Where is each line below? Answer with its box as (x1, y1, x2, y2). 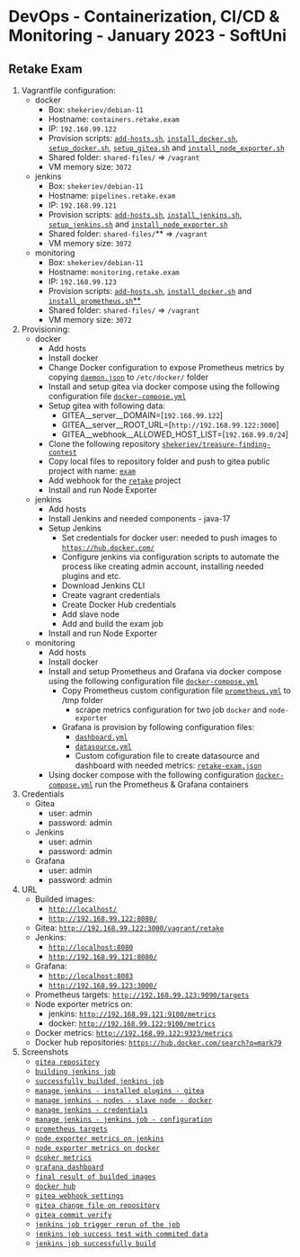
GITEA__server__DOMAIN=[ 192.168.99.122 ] (61, 410, 224, 420)
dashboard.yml (75, 733, 128, 742)
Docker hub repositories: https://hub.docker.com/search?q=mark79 (34, 1037, 282, 1047)
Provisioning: (21, 324, 70, 334)
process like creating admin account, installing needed (61, 561, 264, 572)
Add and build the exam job (61, 619, 163, 628)
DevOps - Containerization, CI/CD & (8, 6, 280, 27)
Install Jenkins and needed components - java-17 (48, 513, 231, 523)
